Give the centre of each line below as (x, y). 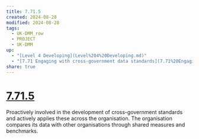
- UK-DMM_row (28, 34)
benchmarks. (22, 131)
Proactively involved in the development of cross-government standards (94, 112)
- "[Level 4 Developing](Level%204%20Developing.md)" (79, 56)
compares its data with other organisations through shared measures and (96, 125)
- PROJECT (23, 39)
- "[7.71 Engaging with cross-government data (70, 61)
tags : (13, 28)
